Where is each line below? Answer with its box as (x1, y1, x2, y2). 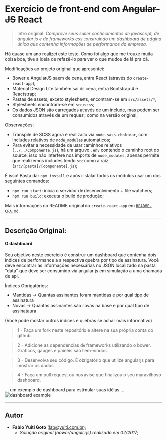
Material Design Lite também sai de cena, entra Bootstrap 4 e (12, 85, 138, 91)
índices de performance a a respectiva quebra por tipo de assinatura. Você (5, 257, 159, 263)
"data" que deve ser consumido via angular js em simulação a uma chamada (5, 267, 162, 274)
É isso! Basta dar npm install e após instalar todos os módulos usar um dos (5, 172, 161, 178)
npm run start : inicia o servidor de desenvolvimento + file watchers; (12, 187, 153, 193)
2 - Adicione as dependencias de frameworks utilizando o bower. (17, 342, 151, 348)
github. (17, 332, 32, 338)
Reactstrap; (12, 91, 36, 97)
